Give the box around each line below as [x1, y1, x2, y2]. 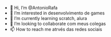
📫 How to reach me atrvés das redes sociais [9, 26, 103, 32]
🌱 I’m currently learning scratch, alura [9, 15, 87, 21]
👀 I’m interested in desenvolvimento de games [9, 10, 105, 16]
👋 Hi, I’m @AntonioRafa [9, 5, 58, 10]
